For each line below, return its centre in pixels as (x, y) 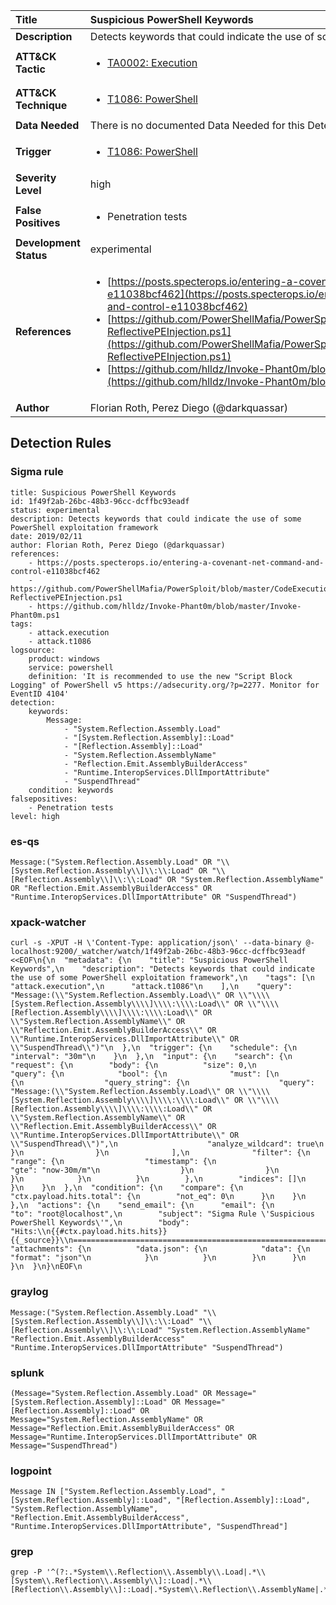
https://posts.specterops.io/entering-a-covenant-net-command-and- (180, 562)
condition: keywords (71, 790)
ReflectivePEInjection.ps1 (66, 597)
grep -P (26, 1572)
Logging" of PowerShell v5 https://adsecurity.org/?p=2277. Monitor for (165, 685)
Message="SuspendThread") (64, 1445)
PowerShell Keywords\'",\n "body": (100, 1223)
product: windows (64, 659)
